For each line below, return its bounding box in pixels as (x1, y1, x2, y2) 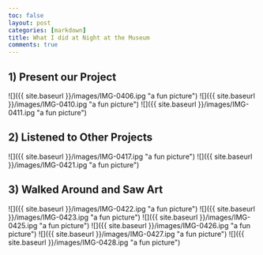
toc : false (8, 11, 44, 20)
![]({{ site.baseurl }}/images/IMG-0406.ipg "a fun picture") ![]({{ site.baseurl (8, 91, 255, 100)
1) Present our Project (8, 70, 117, 84)
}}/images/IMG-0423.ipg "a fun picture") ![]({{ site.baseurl (8, 212, 198, 222)
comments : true (8, 41, 58, 49)
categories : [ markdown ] (8, 26, 87, 34)
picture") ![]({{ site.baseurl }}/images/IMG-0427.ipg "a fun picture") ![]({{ (8, 229, 245, 238)
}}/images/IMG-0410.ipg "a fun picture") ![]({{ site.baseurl (8, 99, 197, 109)
